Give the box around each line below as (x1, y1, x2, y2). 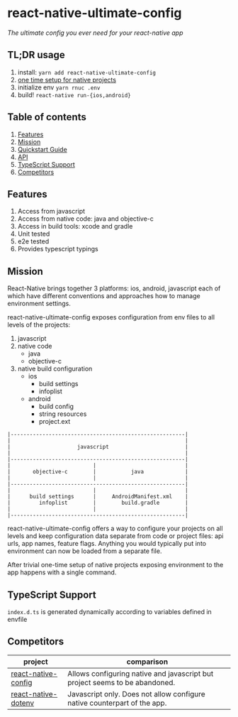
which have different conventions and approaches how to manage (7, 292, 200, 300)
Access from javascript (17, 207, 86, 216)
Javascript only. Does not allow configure (67, 689, 205, 699)
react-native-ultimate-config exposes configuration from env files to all (7, 313, 215, 322)
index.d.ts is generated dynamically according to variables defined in (7, 608, 212, 615)
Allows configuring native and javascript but (67, 669, 214, 679)
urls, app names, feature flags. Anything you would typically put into (7, 540, 207, 548)
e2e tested (17, 237, 50, 246)
